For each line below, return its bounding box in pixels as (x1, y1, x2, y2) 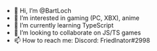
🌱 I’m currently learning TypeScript (13, 21, 114, 29)
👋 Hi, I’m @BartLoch (13, 7, 72, 14)
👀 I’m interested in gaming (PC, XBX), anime (13, 14, 140, 22)
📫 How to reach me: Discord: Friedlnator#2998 (13, 37, 151, 44)
